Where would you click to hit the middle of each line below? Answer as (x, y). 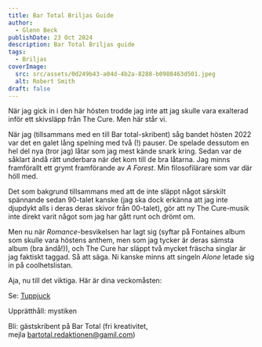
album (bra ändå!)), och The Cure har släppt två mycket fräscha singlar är (127, 249)
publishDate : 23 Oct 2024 (50, 37)
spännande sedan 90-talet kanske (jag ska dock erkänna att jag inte (118, 200)
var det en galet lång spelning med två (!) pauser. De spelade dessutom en (129, 143)
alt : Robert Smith (45, 81)
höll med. (23, 176)
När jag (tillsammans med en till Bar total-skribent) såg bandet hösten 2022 (130, 135)
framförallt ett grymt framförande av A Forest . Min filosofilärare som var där (130, 168)
